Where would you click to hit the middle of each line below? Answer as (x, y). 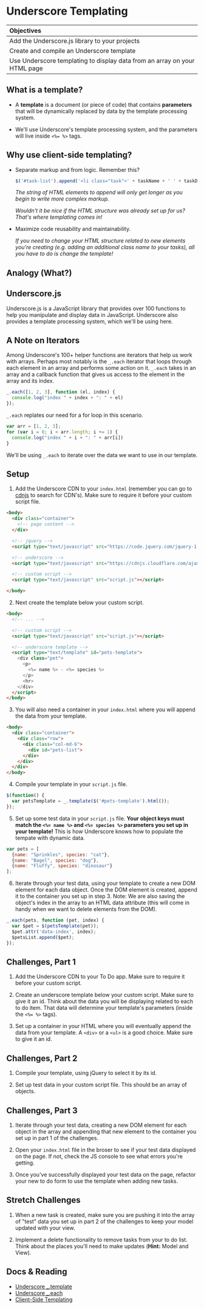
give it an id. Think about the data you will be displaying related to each (104, 1001)
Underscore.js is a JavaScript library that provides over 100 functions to (96, 308)
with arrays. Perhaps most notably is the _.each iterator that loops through (99, 361)
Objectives (25, 30)
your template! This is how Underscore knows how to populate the (99, 831)
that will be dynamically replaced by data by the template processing (101, 111)
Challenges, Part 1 (41, 962)
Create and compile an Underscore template (73, 51)
